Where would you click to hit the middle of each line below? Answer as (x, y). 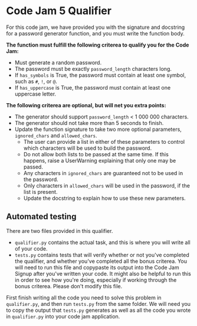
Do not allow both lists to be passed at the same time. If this (96, 154)
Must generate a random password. (58, 62)
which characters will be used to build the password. (88, 148)
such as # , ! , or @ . (36, 81)
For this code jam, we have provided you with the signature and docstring (96, 27)
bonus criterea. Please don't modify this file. (68, 286)
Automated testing (41, 217)
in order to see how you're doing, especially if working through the (96, 280)
